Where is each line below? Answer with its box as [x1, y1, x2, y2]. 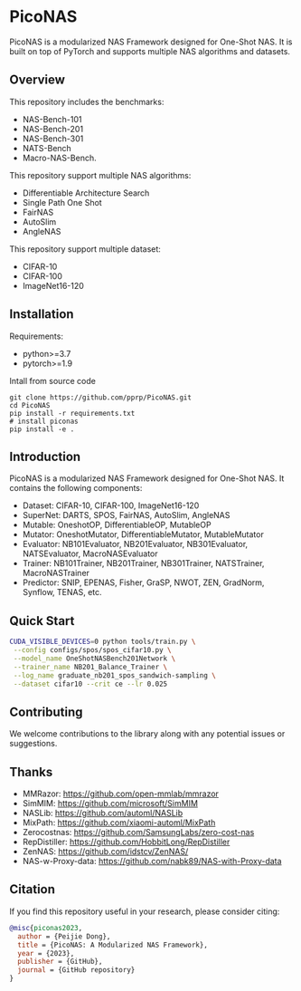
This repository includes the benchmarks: [9, 96, 165, 107]
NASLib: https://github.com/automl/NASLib [22, 808, 183, 819]
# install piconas [9, 417, 79, 426]
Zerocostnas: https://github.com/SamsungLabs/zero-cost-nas [22, 827, 255, 838]
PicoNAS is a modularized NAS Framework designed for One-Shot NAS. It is [9, 36, 293, 47]
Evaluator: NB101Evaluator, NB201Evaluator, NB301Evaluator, [22, 539, 249, 550]
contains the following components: [9, 483, 143, 494]
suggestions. [9, 738, 58, 749]
